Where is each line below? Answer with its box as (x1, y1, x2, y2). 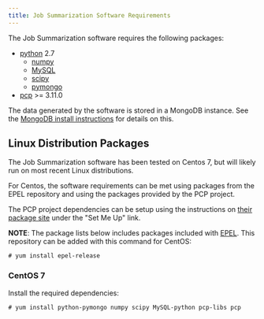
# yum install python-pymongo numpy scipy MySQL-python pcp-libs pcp (8, 303, 242, 311)
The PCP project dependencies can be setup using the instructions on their (8, 205, 253, 214)
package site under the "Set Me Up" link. (8, 213, 141, 223)
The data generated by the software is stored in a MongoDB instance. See (8, 106, 249, 115)
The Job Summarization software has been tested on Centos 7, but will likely (8, 158, 256, 167)
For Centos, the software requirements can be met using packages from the (8, 181, 255, 191)
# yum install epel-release (8, 252, 101, 260)
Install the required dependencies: (8, 288, 120, 298)
